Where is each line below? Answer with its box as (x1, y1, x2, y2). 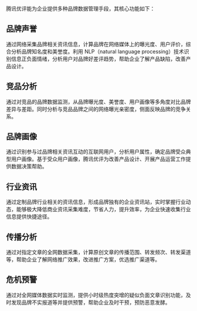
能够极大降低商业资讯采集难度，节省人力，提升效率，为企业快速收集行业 (16, 206, 191, 213)
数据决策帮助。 (11, 163, 47, 170)
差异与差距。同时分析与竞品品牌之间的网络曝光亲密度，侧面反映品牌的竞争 (6, 105, 186, 113)
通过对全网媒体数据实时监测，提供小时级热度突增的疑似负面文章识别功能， (6, 291, 186, 298)
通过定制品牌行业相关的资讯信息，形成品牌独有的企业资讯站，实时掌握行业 (6, 198, 186, 205)
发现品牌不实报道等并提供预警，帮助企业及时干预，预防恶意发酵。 (11, 299, 171, 306)
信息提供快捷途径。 (6, 213, 53, 220)
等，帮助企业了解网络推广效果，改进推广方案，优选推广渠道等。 (6, 256, 160, 263)
